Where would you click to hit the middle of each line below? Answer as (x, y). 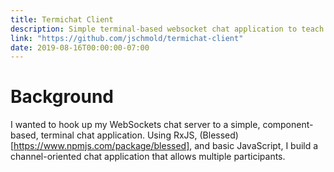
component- (288, 125)
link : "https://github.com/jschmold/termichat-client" (127, 38)
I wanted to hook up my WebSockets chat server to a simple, (135, 125)
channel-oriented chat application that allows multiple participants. (148, 157)
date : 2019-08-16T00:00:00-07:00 (80, 47)
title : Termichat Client (62, 19)
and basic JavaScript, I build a (256, 146)
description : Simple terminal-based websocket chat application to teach (167, 29)
